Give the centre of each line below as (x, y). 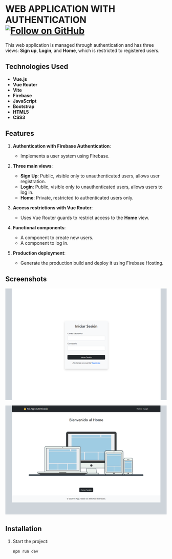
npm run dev (25, 551)
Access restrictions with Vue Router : (53, 208)
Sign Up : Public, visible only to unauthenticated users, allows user (90, 176)
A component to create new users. (57, 238)
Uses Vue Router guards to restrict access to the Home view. (85, 218)
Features (20, 133)
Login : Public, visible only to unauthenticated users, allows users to (91, 187)
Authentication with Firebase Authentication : (62, 146)
